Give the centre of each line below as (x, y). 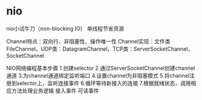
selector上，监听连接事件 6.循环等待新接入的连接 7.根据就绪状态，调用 (104, 83)
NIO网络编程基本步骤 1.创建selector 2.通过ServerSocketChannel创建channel (101, 68)
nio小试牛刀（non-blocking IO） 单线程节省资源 (65, 28)
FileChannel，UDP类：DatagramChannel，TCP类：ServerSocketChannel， (100, 49)
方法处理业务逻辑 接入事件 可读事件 (55, 90)
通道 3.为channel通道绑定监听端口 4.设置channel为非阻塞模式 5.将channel (98, 75)
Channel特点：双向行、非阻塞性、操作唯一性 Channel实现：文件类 (88, 41)
